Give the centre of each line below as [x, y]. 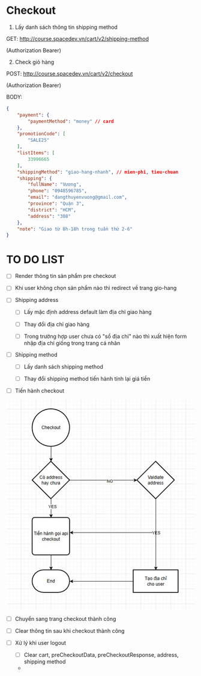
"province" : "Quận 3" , [56, 204]
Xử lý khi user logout [40, 642]
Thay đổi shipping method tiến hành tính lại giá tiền [87, 378]
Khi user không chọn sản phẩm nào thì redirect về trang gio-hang [96, 288]
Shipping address [37, 300]
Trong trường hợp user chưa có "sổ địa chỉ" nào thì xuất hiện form [105, 336]
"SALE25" [39, 140]
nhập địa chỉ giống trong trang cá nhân [72, 343]
